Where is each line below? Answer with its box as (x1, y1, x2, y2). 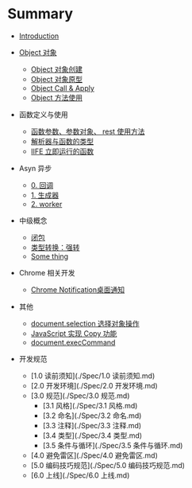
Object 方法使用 (30, 92, 83, 102)
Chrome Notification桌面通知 (30, 284, 125, 295)
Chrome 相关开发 (18, 267, 76, 277)
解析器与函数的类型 (30, 136, 94, 146)
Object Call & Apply (30, 83, 94, 92)
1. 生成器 (30, 190, 60, 200)
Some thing (30, 252, 69, 261)
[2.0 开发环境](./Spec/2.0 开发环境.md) (30, 381, 158, 390)
